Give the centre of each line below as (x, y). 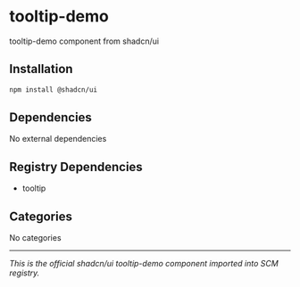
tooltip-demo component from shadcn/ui (84, 41)
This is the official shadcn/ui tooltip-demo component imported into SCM (144, 264)
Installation (41, 69)
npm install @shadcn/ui (54, 90)
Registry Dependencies (76, 167)
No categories (35, 238)
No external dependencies (58, 139)
